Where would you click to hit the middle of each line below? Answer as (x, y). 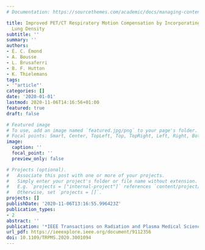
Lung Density (28, 29)
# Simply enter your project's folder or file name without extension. (102, 181)
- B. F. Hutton (26, 68)
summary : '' (21, 40)
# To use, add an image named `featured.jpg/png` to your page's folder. (102, 130)
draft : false (23, 113)
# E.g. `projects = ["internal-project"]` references (79, 187)
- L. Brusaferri (27, 62)
